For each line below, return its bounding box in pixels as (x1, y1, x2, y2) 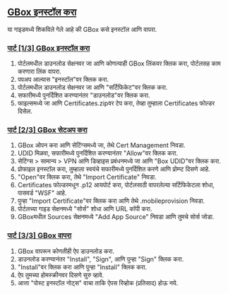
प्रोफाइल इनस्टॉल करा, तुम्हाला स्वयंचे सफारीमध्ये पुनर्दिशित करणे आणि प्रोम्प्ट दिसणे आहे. (17, 165, 210, 173)
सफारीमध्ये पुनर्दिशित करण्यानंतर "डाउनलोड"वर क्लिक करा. (17, 91, 150, 100)
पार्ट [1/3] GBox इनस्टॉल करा (7, 43, 90, 53)
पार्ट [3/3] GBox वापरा (7, 230, 72, 240)
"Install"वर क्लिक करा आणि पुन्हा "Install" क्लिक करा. (17, 262, 148, 271)
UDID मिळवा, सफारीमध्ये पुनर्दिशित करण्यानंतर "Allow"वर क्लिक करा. (17, 149, 179, 158)
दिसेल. (17, 107, 33, 116)
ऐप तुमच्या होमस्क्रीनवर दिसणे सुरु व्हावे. (17, 271, 104, 279)
